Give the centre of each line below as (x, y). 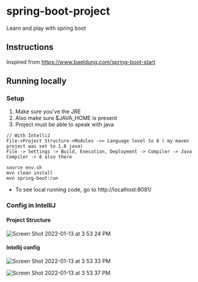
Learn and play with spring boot (46, 28)
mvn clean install (30, 173)
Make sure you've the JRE (48, 111)
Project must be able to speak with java (65, 125)
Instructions (30, 47)
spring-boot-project (58, 11)
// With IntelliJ (28, 136)
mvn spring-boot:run (33, 178)
